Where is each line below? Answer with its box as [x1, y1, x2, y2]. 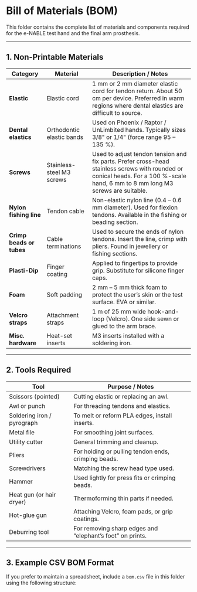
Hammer [9, 477, 33, 485]
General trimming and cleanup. [73, 438, 158, 446]
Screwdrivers [9, 464, 46, 472]
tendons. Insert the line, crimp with [91, 234, 188, 243]
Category [11, 69, 39, 77]
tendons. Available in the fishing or [91, 210, 188, 219]
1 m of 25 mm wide [91, 307, 147, 315]
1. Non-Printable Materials [6, 52, 104, 62]
